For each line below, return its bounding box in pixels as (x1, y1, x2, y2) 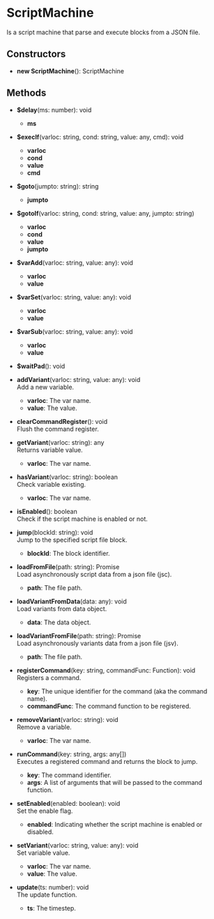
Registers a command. (16, 673, 82, 682)
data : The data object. (26, 618, 91, 626)
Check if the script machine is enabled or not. (16, 515, 148, 523)
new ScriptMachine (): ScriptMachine (16, 66, 125, 75)
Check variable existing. (16, 480, 86, 488)
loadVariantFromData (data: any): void (16, 597, 127, 605)
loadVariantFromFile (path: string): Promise (16, 631, 142, 640)
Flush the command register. (16, 425, 99, 433)
